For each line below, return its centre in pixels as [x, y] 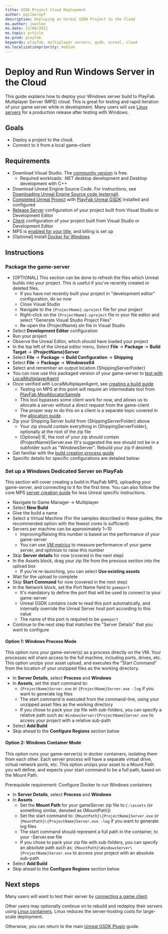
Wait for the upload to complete [45, 577]
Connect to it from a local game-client [51, 145]
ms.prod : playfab [23, 38]
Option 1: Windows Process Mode [41, 641]
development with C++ [43, 183]
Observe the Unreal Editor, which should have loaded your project [80, 341]
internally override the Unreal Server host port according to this [85, 608]
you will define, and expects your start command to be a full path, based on [83, 769]
